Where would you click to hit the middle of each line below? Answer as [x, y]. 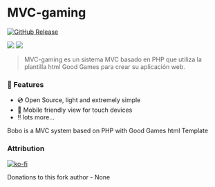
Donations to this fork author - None [59, 177]
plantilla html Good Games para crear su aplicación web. [104, 66]
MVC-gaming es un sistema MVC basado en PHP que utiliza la [113, 59]
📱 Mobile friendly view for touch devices [75, 110]
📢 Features [26, 84]
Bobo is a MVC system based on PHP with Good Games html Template [108, 131]
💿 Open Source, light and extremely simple [79, 100]
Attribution [26, 148]
